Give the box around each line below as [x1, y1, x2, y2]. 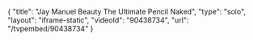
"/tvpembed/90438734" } [7, 24, 94, 33]
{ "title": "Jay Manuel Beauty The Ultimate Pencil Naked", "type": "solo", [7, 7, 246, 16]
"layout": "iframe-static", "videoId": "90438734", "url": [7, 15, 189, 25]
